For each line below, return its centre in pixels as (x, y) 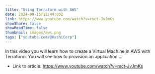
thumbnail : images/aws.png (33, 33)
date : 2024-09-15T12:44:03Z (34, 14)
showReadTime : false (27, 28)
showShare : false (23, 23)
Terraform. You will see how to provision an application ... (64, 56)
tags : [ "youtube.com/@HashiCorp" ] (41, 37)
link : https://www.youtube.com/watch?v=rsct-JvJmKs (60, 19)
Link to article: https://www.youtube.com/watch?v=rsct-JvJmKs (77, 66)
